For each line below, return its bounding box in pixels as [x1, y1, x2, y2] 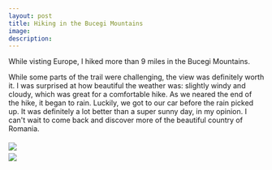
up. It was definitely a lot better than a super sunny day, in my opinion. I [8, 107, 248, 117]
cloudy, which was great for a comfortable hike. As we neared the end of [8, 90, 253, 100]
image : [8, 27, 31, 35]
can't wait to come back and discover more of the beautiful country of [8, 115, 244, 125]
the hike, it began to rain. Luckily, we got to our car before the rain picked [8, 98, 254, 108]
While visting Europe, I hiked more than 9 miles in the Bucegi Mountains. [8, 57, 250, 66]
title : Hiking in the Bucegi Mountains [8, 19, 144, 28]
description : [8, 34, 53, 43]
